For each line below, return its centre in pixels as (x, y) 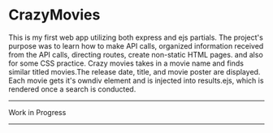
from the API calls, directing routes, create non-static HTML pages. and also (136, 54)
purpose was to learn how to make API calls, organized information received (136, 45)
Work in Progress (37, 112)
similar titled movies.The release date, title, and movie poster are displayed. (134, 71)
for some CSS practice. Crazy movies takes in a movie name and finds (126, 63)
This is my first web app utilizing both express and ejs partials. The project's (136, 37)
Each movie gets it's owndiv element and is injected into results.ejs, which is (136, 80)
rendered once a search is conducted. (72, 89)
